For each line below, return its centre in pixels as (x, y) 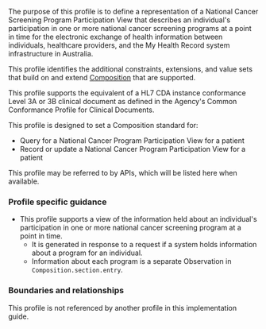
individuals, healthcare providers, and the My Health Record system (119, 45)
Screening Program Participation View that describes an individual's (120, 20)
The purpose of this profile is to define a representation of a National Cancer (133, 12)
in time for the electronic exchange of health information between (116, 37)
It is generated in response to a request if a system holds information (144, 245)
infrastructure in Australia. (51, 54)
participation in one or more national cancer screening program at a (131, 228)
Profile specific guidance (58, 202)
